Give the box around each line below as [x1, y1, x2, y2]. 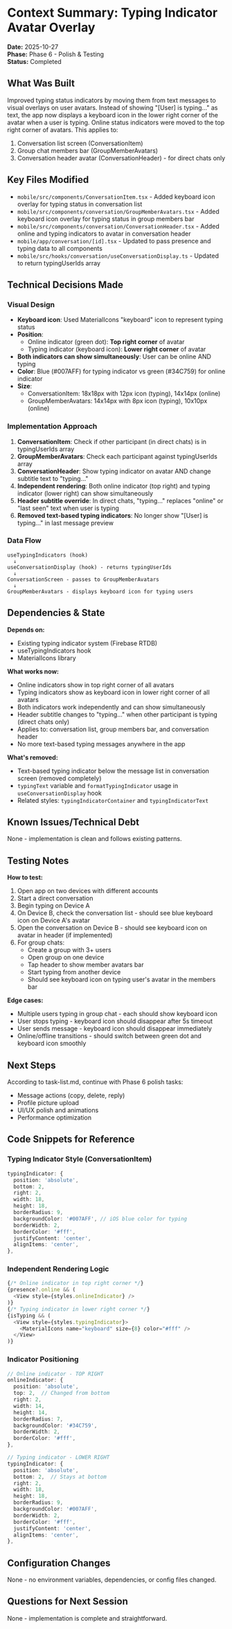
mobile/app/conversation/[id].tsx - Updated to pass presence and [17, 236, 211, 245]
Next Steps [7, 1059, 56, 1071]
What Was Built [7, 78, 75, 90]
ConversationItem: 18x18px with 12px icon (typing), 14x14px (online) [27, 389, 221, 398]
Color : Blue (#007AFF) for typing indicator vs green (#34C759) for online [17, 367, 226, 376]
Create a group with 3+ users [27, 946, 112, 954]
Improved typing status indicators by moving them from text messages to [7, 96, 216, 104]
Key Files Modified [7, 174, 89, 186]
